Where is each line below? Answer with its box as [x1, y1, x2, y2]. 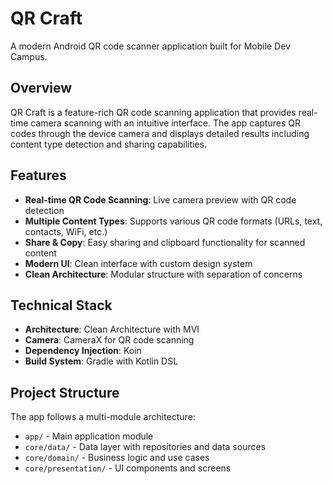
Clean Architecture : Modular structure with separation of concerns [24, 268, 303, 280]
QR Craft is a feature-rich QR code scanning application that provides [10, 106, 297, 118]
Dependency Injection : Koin [24, 345, 142, 357]
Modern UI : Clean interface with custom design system [24, 257, 253, 269]
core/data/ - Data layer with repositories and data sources [24, 441, 267, 453]
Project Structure [10, 384, 120, 401]
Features [10, 167, 67, 184]
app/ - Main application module [24, 430, 154, 442]
